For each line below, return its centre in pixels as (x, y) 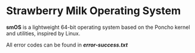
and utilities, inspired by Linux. (43, 33)
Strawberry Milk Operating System (93, 11)
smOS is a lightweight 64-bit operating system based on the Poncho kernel (98, 27)
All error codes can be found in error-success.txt (67, 45)
